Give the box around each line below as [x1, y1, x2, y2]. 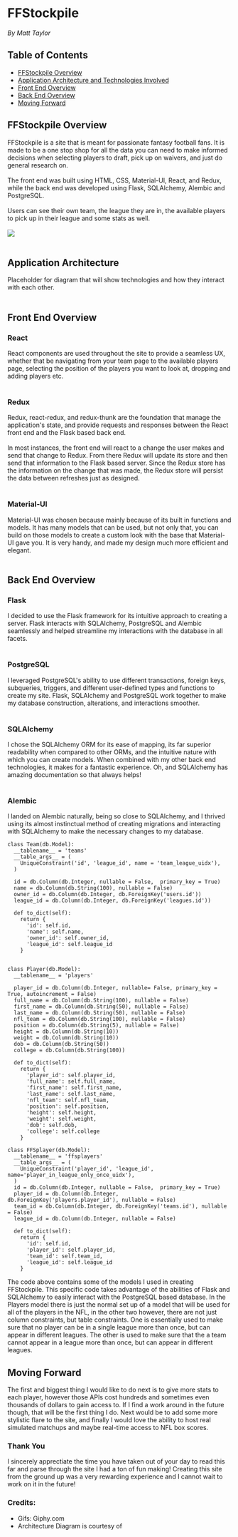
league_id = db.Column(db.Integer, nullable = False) [13, 1215, 176, 1223]
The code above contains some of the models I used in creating [7, 1278, 194, 1286]
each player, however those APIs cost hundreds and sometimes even [7, 1393, 210, 1402]
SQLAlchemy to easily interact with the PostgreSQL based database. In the [7, 1292, 226, 1302]
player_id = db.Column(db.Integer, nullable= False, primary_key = [13, 985, 218, 992]
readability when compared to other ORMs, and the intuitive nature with [7, 747, 217, 756]
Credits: [7, 1498, 36, 1508]
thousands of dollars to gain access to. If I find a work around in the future [7, 1401, 225, 1409]
